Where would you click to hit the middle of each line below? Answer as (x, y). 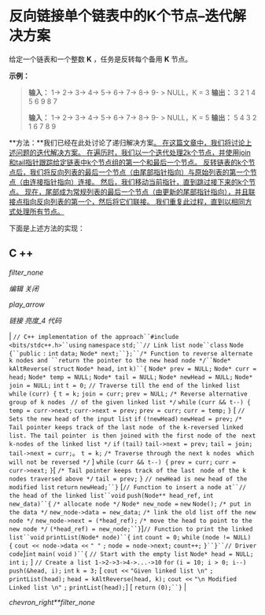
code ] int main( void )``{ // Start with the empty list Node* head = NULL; (131, 553)
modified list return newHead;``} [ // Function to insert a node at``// (128, 486)
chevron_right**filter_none (52, 602)
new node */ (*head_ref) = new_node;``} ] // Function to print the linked (131, 528)
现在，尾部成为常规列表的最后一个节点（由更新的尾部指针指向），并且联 (140, 191)
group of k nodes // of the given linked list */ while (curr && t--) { (130, 402)
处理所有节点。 (40, 211)
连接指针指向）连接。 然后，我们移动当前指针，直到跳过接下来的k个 (139, 182)
